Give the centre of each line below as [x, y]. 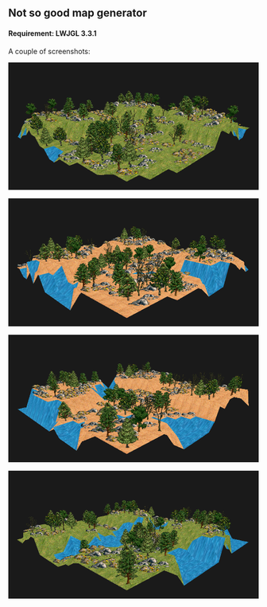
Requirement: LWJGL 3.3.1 [52, 33]
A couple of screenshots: [49, 51]
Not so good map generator [77, 13]
